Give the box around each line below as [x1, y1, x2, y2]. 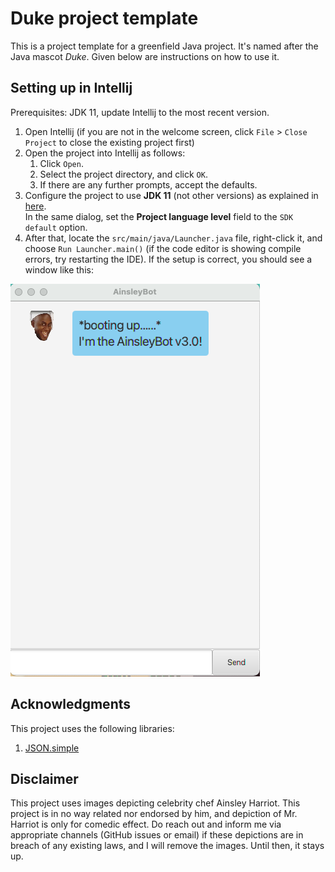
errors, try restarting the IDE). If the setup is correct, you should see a [24, 253, 313, 265]
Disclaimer [10, 770, 79, 787]
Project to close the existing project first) [24, 136, 195, 148]
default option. [24, 221, 88, 233]
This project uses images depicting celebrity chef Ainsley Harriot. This [10, 797, 301, 809]
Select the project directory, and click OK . [39, 168, 208, 180]
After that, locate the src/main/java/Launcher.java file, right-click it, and [24, 232, 323, 244]
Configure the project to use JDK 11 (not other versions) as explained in [24, 189, 319, 201]
